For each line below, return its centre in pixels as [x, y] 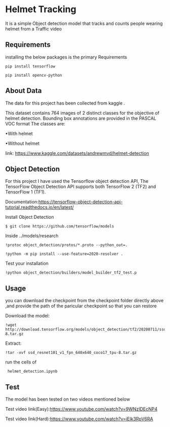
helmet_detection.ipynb [32, 372]
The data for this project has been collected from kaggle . [65, 103]
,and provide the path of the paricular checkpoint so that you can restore [81, 306]
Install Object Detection [30, 217]
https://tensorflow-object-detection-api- [80, 202]
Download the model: [28, 316]
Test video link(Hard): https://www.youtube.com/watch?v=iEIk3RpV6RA [79, 419]
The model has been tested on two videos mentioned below [68, 399]
